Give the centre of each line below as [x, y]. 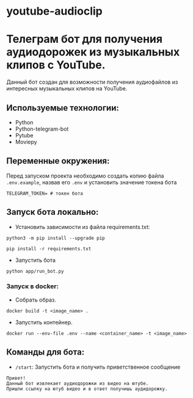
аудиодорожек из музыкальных [93, 52]
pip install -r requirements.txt [49, 248]
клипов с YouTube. [56, 65]
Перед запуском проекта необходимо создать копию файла [85, 176]
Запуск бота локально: [53, 212]
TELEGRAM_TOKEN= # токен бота [45, 194]
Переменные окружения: [58, 161]
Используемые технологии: [63, 108]
